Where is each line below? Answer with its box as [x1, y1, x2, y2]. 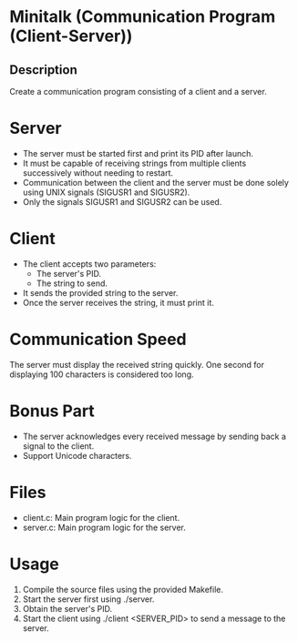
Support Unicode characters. [22, 450, 132, 461]
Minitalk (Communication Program [9, 6, 276, 27]
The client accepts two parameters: [22, 258, 157, 270]
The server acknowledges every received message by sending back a [22, 431, 287, 442]
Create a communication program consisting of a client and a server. [9, 86, 267, 97]
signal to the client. [22, 440, 95, 452]
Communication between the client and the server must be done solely [22, 177, 290, 188]
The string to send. [36, 278, 108, 289]
